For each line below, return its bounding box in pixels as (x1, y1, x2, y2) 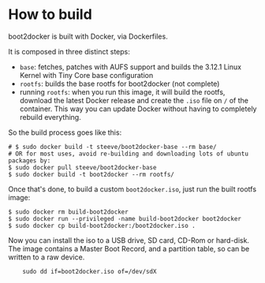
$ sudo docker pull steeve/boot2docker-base (8, 163, 157, 171)
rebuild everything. (19, 112, 81, 121)
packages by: (8, 156, 51, 165)
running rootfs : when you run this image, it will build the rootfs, (19, 87, 226, 96)
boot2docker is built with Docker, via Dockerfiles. (8, 32, 168, 41)
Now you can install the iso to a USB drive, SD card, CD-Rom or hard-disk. (8, 235, 250, 245)
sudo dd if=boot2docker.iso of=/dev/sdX (22, 267, 157, 275)
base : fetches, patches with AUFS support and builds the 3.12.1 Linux (19, 61, 242, 72)
